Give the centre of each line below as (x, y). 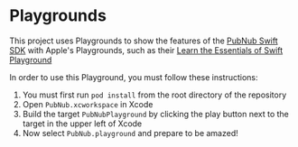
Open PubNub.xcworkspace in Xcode (88, 104)
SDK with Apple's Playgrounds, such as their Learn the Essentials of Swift (146, 50)
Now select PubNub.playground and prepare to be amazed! (130, 133)
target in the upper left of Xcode (82, 124)
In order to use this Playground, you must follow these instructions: (134, 77)
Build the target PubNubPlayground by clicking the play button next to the (155, 114)
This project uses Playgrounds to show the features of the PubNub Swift (144, 41)
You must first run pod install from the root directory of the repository (154, 95)
